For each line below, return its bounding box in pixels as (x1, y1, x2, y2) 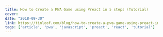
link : (5, 20, 16, 25)
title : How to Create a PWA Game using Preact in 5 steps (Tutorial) (5, 7, 149, 12)
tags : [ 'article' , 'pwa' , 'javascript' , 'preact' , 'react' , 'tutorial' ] (5, 25, 155, 30)
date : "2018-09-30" (5, 16, 45, 21)
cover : (5, 12, 18, 16)
